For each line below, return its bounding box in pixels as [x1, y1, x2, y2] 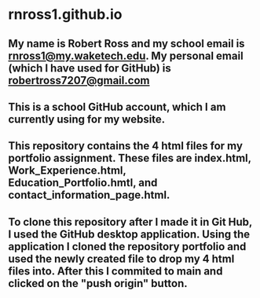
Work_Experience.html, [8, 164, 126, 178]
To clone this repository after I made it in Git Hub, [8, 215, 253, 229]
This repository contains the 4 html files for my [8, 139, 244, 153]
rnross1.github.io [8, 6, 123, 24]
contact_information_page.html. [8, 189, 170, 202]
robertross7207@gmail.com [8, 73, 150, 87]
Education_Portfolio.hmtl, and [8, 176, 158, 189]
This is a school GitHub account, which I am [8, 100, 226, 113]
